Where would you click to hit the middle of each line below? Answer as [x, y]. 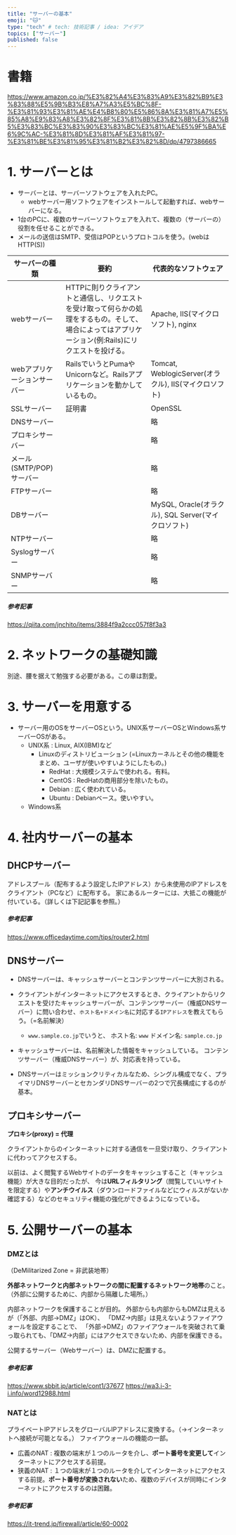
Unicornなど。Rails [97, 374]
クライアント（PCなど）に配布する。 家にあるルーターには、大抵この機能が [117, 892]
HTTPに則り [86, 287]
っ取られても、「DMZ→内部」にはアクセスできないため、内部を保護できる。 [117, 1335]
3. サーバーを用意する [70, 707]
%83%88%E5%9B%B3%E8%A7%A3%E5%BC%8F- [84, 104]
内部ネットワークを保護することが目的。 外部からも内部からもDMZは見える [117, 1309]
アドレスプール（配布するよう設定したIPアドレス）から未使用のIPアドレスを [118, 884]
